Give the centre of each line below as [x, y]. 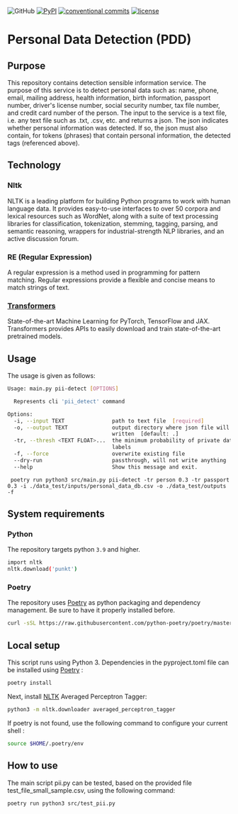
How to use [33, 766]
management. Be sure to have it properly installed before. [91, 610]
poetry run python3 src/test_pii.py [61, 803]
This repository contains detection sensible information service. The [107, 83]
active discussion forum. [43, 238]
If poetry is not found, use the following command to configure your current [118, 723]
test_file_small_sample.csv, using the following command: [91, 790]
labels [122, 447]
